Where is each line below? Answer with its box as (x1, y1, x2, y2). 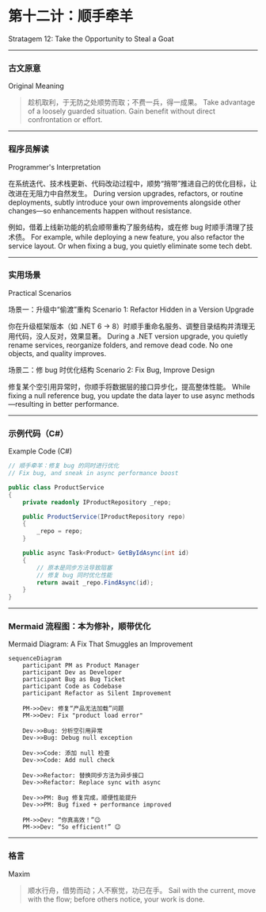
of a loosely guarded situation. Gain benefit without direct (27, 106, 216, 116)
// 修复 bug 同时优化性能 (36, 571, 112, 579)
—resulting (8, 399, 44, 408)
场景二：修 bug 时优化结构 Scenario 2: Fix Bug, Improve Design (8, 365, 215, 374)
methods (226, 390, 255, 400)
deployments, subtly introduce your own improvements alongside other (8, 197, 241, 207)
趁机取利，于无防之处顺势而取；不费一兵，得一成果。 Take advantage (27, 98, 256, 107)
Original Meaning (8, 81, 65, 91)
